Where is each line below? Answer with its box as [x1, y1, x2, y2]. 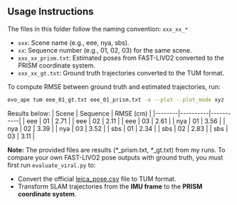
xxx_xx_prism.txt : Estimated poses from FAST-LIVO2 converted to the [17, 53, 224, 62]
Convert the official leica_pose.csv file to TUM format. [17, 174, 177, 183]
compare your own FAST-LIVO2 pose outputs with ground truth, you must [7, 153, 223, 162]
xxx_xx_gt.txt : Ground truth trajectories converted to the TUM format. [17, 68, 225, 77]
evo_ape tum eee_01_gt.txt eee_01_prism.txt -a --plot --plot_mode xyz [7, 96, 224, 103]
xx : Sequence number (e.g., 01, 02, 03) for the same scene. [17, 46, 192, 54]
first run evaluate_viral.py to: [7, 160, 96, 169]
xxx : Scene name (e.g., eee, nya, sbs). [17, 38, 130, 47]
